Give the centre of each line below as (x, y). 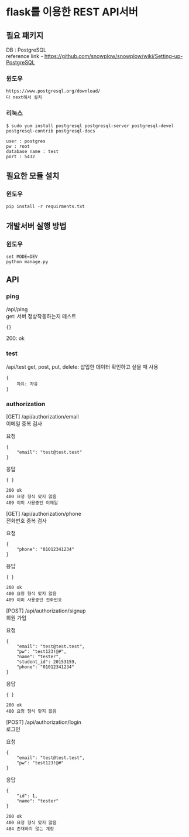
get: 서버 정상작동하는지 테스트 (41, 316)
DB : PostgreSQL (26, 50)
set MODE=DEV (22, 256)
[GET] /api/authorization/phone (44, 514)
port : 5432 (20, 156)
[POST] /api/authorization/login (44, 722)
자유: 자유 (27, 384)
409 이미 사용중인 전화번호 (34, 600)
